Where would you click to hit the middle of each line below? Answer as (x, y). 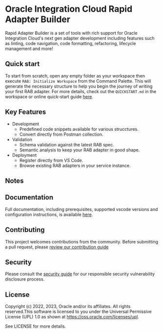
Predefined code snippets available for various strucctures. (79, 129)
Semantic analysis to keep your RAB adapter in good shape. (80, 150)
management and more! (29, 48)
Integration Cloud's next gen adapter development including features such (80, 38)
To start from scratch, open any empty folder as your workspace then (75, 76)
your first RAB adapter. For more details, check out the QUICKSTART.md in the (81, 91)
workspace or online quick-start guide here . (49, 96)
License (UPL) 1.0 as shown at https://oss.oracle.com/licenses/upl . (72, 317)
